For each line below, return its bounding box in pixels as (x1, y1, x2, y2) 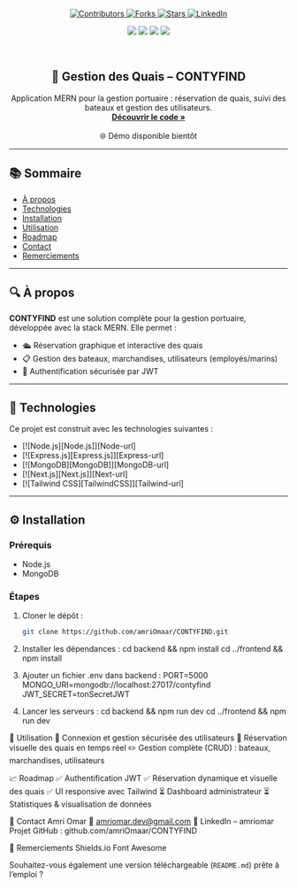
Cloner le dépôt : (21, 610, 84, 621)
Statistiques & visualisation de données (9, 799, 152, 809)
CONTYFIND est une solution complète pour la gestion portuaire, (9, 313, 247, 324)
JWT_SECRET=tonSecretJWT (21, 689, 130, 700)
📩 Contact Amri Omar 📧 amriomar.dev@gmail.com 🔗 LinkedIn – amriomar (9, 816, 275, 827)
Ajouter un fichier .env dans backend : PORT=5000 (21, 670, 209, 681)
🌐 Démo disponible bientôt (100, 130, 197, 141)
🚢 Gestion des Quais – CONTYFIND (51, 69, 246, 84)
